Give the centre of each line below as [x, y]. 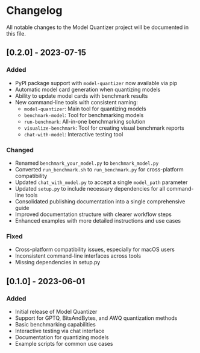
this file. [16, 33]
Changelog [34, 11]
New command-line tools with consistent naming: [77, 102]
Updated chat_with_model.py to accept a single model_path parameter [101, 182]
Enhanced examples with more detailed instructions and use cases [98, 220]
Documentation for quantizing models [62, 337]
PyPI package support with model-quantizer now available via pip [96, 83]
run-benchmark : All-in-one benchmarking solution [85, 121]
